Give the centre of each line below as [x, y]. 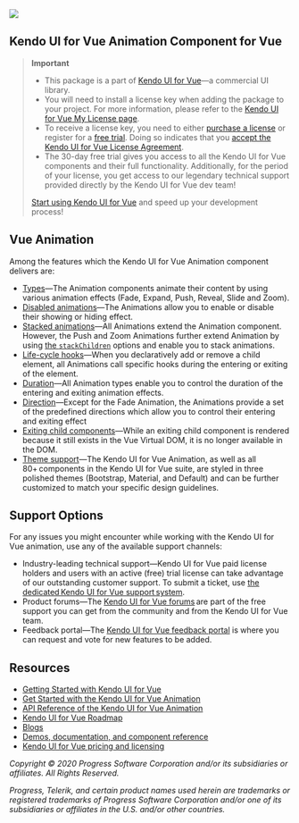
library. [57, 89]
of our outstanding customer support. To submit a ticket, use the [141, 583]
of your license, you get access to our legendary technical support [167, 175]
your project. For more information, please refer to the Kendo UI [162, 109]
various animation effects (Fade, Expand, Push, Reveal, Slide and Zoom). [156, 298]
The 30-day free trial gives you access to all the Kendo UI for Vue [165, 156]
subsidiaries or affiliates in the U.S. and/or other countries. [117, 810]
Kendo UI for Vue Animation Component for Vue [146, 42]
